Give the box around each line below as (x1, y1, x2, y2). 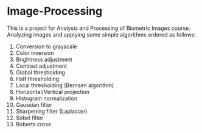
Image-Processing (7, 4, 103, 18)
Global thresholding (15, 68, 66, 76)
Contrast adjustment (15, 62, 68, 70)
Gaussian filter (15, 101, 52, 108)
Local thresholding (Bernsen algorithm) (15, 81, 114, 89)
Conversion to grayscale (15, 43, 77, 50)
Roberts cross (15, 120, 51, 128)
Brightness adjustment (15, 56, 72, 63)
